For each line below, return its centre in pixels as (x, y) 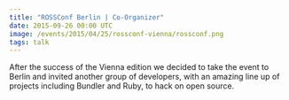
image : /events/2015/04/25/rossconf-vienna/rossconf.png (117, 34)
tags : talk (29, 42)
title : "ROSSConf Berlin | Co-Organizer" (87, 17)
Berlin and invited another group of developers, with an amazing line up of (144, 77)
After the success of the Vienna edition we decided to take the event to (139, 67)
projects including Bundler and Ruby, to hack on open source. (122, 86)
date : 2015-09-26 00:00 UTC (61, 26)
